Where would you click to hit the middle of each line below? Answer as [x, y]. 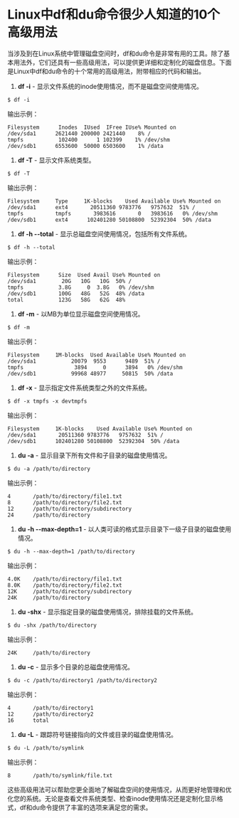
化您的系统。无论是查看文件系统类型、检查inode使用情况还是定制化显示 [112, 798]
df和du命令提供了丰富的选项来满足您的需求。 [86, 807]
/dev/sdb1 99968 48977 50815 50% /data [90, 373]
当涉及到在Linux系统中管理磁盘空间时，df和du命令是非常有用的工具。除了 [116, 53]
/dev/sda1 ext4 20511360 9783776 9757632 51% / [101, 207]
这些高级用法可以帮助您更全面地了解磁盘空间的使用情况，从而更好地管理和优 [119, 790]
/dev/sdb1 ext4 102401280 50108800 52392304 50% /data [110, 220]
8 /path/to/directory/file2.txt [65, 502]
